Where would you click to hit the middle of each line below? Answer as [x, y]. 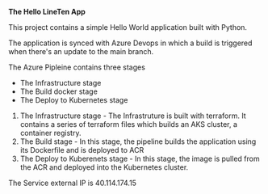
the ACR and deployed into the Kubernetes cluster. [104, 167]
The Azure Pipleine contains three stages [77, 67]
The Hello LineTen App [47, 12]
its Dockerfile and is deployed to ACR [82, 150]
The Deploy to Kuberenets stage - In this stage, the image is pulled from [140, 158]
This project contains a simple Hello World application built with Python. [128, 27]
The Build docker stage [59, 91]
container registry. [50, 133]
